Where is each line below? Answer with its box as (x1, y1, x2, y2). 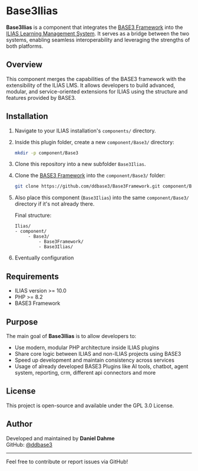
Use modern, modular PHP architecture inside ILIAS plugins (14, 344, 160, 351)
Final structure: (14, 212, 52, 219)
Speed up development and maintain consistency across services (14, 356, 175, 363)
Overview (6, 60, 43, 70)
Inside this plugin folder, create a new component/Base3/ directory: (14, 138, 174, 145)
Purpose (6, 317, 38, 327)
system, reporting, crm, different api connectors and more (14, 369, 156, 376)
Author (6, 419, 32, 429)
